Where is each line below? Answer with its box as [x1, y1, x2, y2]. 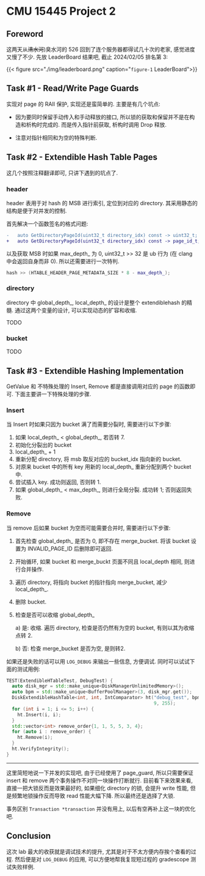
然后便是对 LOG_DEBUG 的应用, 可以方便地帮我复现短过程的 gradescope [14, 855, 190, 863]
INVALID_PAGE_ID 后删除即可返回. [27, 545, 113, 552]
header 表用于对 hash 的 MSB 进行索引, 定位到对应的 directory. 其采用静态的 [6, 199, 198, 206]
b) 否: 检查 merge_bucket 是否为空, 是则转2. [15, 645, 126, 652]
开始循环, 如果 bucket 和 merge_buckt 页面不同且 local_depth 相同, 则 [15, 558, 190, 565]
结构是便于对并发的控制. [6, 207, 67, 214]
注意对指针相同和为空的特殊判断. [15, 133, 98, 141]
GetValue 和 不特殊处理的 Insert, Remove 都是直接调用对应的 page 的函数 [6, 383, 190, 390]
